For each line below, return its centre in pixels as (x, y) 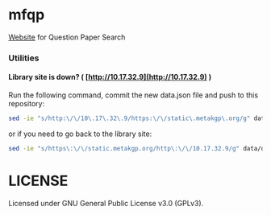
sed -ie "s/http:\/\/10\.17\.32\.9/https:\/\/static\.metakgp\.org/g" (129, 118)
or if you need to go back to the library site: (80, 134)
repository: (27, 104)
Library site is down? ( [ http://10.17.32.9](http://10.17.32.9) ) (110, 77)
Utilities (24, 58)
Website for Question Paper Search (67, 37)
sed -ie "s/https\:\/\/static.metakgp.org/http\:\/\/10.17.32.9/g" (124, 148)
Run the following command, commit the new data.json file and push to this (133, 95)
